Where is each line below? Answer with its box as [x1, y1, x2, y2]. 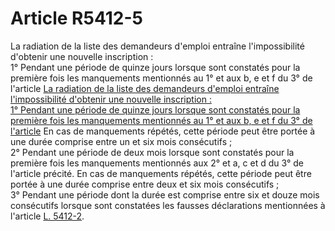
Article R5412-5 [10, 7, 143, 30]
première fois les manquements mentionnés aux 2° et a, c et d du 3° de [10, 157, 304, 169]
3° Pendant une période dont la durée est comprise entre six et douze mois [10, 188, 320, 201]
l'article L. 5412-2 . [10, 210, 85, 222]
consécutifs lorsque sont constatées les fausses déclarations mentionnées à [10, 199, 326, 211]
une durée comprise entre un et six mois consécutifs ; [10, 135, 233, 147]
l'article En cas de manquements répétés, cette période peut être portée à [10, 125, 316, 137]
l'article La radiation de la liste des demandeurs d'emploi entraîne [10, 82, 280, 94]
